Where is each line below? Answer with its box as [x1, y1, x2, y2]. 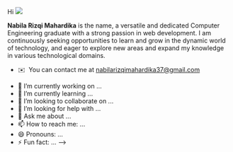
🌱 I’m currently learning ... [17, 89, 93, 98]
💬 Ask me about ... [17, 112, 72, 120]
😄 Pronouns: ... [17, 130, 64, 138]
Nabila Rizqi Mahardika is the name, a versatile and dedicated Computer [7, 21, 220, 30]
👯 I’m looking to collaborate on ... [17, 97, 114, 105]
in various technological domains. [7, 52, 106, 59]
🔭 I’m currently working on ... [17, 82, 102, 90]
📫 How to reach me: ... [17, 120, 86, 128]
